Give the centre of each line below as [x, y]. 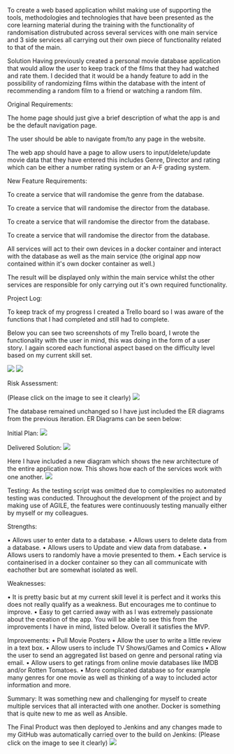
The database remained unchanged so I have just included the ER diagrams [116, 411]
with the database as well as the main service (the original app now [104, 256]
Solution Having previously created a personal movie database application [114, 61]
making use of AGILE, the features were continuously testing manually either [117, 505]
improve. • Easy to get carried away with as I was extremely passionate [110, 612]
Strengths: [22, 526]
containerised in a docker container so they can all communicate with [107, 562]
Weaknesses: [27, 583]
